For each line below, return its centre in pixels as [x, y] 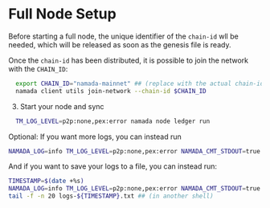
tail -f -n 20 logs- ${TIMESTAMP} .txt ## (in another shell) [111, 196]
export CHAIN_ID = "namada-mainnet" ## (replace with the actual [123, 84]
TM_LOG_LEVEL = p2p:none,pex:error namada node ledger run [113, 121]
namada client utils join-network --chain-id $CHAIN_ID [111, 91]
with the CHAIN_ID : [38, 68]
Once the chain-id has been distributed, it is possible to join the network [129, 60]
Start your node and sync [62, 106]
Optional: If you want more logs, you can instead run [95, 137]
